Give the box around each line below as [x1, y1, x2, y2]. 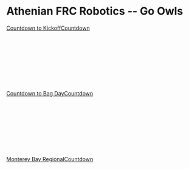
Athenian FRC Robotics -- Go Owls [6, 4, 184, 18]
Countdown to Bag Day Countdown [6, 90, 94, 97]
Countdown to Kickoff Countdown [6, 24, 90, 32]
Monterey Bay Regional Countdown [6, 155, 94, 162]
